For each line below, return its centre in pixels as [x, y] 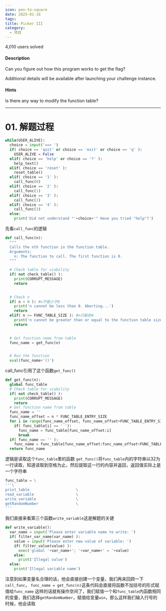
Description [18, 58]
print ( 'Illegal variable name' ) [47, 569]
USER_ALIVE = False [34, 154]
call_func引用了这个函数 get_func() [41, 370]
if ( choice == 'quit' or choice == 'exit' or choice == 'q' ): [76, 150]
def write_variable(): [28, 528]
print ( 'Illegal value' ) [43, 560]
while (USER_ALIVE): [25, 141]
